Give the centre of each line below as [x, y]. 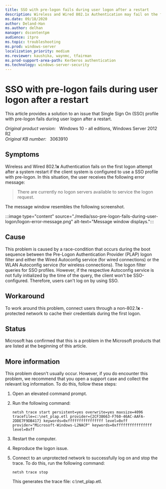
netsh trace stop [30, 472]
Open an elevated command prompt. [50, 393]
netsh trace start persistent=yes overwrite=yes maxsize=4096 [78, 412]
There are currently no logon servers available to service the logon [85, 192]
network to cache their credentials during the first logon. [83, 313]
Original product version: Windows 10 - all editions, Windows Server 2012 [81, 129]
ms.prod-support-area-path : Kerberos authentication [61, 60]
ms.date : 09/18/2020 [26, 19]
